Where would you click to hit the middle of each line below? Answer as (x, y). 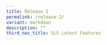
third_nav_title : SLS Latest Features (53, 33)
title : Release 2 (27, 11)
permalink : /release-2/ (35, 17)
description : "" (26, 28)
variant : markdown (29, 22)
